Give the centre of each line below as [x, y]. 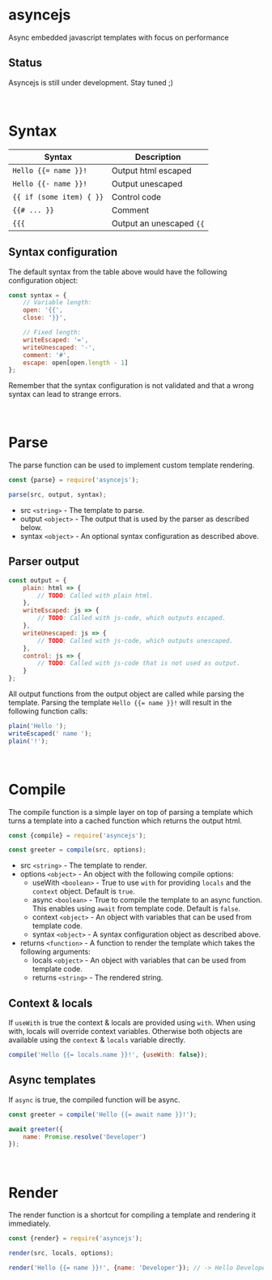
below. [31, 527]
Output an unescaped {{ [158, 223]
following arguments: [55, 952]
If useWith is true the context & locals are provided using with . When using [132, 1023]
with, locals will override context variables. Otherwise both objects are [125, 1032]
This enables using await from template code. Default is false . [136, 909]
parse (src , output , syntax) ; [57, 495]
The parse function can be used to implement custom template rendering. [132, 465]
